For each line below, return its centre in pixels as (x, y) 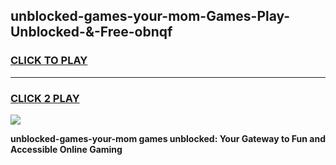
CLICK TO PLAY (49, 61)
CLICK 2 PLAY (45, 98)
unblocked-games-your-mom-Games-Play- (150, 16)
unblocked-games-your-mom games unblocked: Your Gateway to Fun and (168, 138)
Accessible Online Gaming (66, 149)
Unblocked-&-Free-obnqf (91, 32)
